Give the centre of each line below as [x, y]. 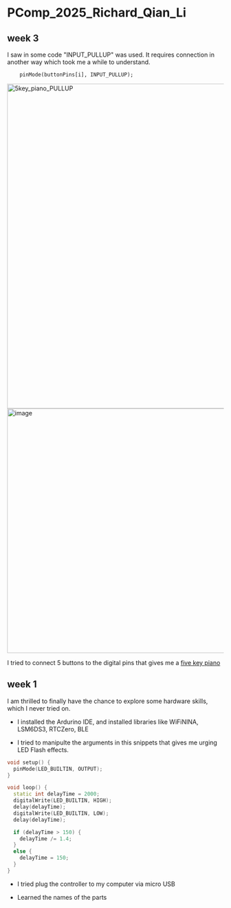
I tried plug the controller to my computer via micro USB [96, 884]
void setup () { [29, 762]
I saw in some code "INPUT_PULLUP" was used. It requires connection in [111, 55]
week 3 [23, 38]
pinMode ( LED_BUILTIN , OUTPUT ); [58, 769]
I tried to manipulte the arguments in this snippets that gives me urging [117, 742]
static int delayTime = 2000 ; [56, 794]
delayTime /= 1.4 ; [46, 839]
